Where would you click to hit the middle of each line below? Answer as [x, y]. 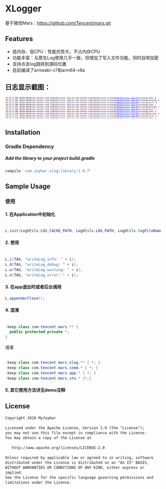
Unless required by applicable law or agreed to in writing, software [79, 458]
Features [19, 39]
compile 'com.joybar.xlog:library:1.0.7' [48, 171]
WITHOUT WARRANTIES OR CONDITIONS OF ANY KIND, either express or [75, 468]
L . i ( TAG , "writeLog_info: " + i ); [41, 259]
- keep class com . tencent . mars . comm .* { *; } [52, 367]
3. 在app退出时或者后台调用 [33, 287]
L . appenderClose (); [25, 298]
